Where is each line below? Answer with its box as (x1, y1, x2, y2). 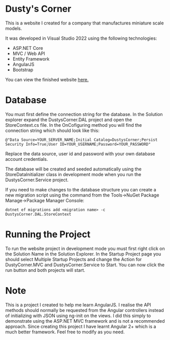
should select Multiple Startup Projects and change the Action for (5, 256, 142, 262)
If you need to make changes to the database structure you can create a (5, 186, 156, 192)
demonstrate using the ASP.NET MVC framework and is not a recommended (5, 318, 165, 324)
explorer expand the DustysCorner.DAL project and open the (5, 117, 132, 123)
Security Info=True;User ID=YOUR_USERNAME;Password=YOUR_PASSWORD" (5, 141, 151, 147)
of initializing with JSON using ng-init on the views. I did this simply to (5, 313, 151, 319)
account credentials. (5, 156, 48, 162)
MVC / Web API (12, 50, 45, 56)
